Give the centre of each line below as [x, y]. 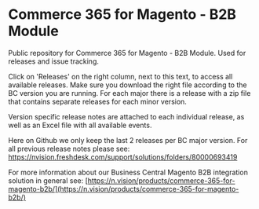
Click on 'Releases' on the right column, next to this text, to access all [120, 76]
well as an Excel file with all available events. [80, 125]
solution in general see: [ [48, 180]
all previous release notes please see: [69, 148]
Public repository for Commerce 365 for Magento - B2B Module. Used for [127, 53]
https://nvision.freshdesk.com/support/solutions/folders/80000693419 [123, 157]
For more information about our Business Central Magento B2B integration [128, 172]
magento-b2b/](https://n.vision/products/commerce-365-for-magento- [124, 189]
